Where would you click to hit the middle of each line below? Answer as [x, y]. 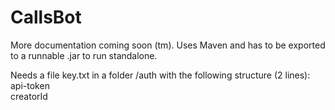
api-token [30, 85]
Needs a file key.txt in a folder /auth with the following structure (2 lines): [160, 75]
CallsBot [46, 17]
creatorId [29, 96]
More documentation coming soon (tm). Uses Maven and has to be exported [168, 45]
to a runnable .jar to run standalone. [84, 55]
